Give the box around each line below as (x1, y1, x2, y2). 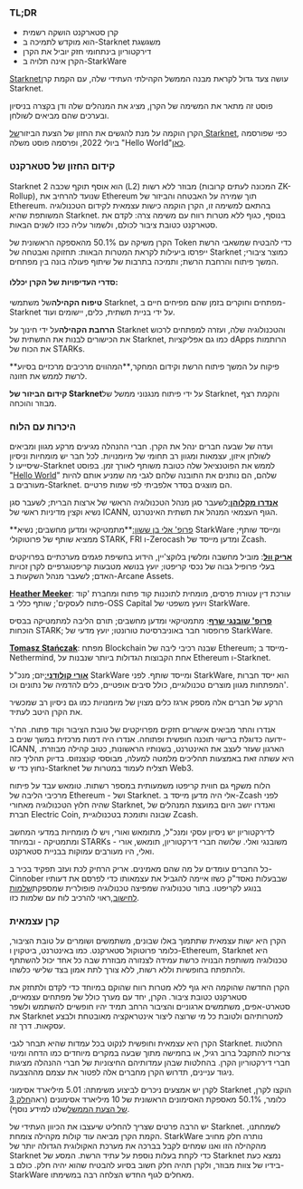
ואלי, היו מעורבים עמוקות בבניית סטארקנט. (9, 846, 155, 857)
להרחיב (52, 190, 79, 201)
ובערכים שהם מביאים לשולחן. (9, 111, 109, 121)
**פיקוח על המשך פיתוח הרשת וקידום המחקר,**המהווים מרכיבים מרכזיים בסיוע (9, 361, 280, 372)
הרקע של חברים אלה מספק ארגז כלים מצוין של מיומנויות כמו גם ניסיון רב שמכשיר (9, 697, 283, 708)
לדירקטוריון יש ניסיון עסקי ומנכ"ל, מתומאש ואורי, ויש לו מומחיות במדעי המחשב (9, 826, 275, 837)
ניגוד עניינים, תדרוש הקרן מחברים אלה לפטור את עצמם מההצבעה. (9, 1067, 235, 1078)
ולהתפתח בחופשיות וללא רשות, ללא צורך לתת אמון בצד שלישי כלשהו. (9, 964, 246, 975)
